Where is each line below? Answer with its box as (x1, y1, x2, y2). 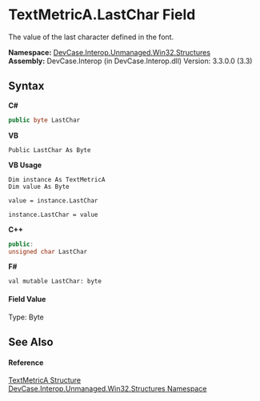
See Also (8, 335, 54, 349)
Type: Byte (8, 312, 44, 322)
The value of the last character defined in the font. (8, 32, 174, 42)
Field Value (8, 294, 46, 303)
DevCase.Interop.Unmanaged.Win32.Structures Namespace (8, 384, 207, 394)
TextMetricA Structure (8, 375, 82, 385)
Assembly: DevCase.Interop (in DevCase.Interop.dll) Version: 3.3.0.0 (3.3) (8, 56, 253, 66)
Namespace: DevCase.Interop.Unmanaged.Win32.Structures (8, 47, 210, 57)
